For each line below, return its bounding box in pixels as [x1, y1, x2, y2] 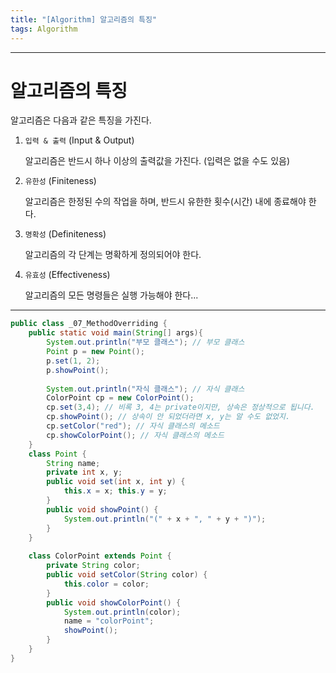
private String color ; [46, 561, 141, 571]
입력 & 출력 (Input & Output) [24, 134, 135, 146]
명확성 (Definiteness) [24, 228, 107, 240]
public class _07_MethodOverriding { [10, 319, 168, 329]
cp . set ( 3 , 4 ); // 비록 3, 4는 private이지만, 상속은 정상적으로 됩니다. [46, 402, 315, 413]
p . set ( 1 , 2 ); [46, 356, 101, 366]
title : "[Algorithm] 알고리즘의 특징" [10, 14, 158, 25]
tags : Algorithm [10, 24, 78, 34]
